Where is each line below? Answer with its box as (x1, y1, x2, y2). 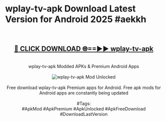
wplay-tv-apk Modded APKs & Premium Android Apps (28, 63, 140, 69)
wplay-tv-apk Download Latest (5, 3, 136, 14)
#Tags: (76, 100, 91, 106)
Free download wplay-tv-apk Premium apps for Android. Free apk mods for (6, 84, 161, 90)
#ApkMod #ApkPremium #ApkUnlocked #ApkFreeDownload (21, 105, 146, 111)
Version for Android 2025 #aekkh (5, 13, 147, 25)
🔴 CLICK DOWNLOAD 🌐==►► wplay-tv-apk (14, 44, 154, 53)
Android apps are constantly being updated (39, 89, 129, 95)
